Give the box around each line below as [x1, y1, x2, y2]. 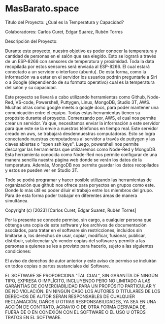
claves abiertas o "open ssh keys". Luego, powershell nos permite [5, 141, 139, 147]
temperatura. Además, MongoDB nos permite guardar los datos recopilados [5, 162, 159, 168]
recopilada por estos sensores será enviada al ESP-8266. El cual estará [5, 64, 150, 69]
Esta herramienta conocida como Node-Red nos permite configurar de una [5, 151, 158, 158]
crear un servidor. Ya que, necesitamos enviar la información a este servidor [5, 120, 160, 126]
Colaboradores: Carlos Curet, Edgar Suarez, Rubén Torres [5, 29, 123, 34]
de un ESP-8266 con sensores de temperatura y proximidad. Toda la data [5, 58, 154, 64]
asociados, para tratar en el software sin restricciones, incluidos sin [5, 227, 142, 233]
